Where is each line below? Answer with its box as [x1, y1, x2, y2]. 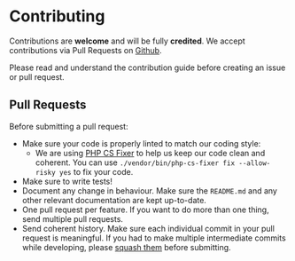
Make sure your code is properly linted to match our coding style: [21, 138, 261, 148]
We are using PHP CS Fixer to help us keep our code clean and [35, 147, 266, 158]
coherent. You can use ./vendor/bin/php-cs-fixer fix [35, 157, 236, 168]
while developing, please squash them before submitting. [21, 241, 232, 252]
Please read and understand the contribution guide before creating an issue [9, 62, 286, 73]
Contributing [9, 6, 105, 27]
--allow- [238, 158, 271, 168]
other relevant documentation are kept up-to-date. [21, 194, 206, 205]
